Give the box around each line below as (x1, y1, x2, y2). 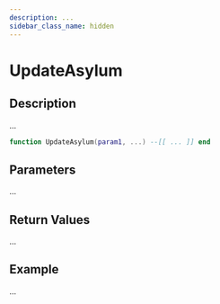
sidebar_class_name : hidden (9, 22, 115, 31)
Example (9, 262, 59, 277)
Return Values (9, 212, 91, 228)
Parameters (9, 162, 76, 177)
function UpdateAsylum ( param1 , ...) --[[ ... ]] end (9, 137, 211, 147)
